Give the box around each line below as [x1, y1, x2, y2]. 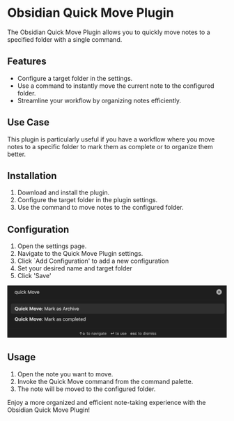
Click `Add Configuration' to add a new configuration [17, 257, 169, 266]
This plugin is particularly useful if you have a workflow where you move [7, 135, 215, 144]
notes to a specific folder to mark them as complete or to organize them [7, 142, 214, 151]
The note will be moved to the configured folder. [17, 385, 156, 393]
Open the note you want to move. [17, 369, 114, 378]
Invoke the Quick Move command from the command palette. [17, 377, 194, 385]
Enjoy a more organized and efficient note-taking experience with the [7, 398, 206, 406]
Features [7, 56, 47, 68]
